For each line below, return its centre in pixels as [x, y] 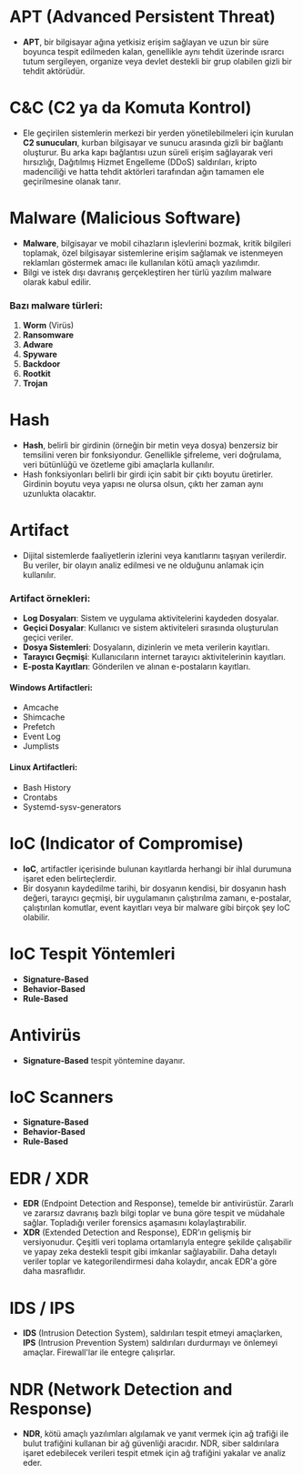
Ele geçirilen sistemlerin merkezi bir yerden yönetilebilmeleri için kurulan [158, 133]
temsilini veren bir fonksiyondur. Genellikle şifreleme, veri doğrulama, [152, 455]
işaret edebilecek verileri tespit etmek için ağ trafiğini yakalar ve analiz [154, 1453]
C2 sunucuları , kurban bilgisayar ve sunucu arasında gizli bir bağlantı [153, 142]
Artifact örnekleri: [50, 598]
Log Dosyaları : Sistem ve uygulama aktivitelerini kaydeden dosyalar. [151, 618]
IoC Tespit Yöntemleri [92, 954]
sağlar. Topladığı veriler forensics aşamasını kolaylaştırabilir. [135, 1223]
